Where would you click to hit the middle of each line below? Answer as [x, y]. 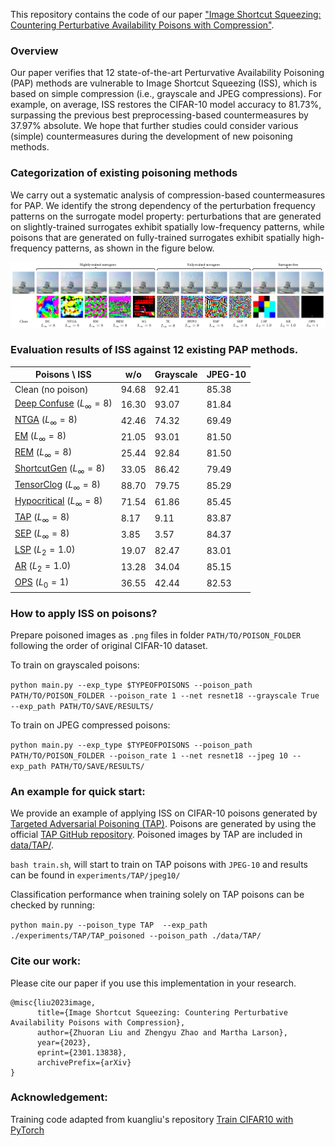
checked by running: [52, 905]
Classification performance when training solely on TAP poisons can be [157, 895]
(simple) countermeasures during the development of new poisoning [151, 136]
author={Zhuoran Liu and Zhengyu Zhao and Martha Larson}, [162, 1032]
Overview [34, 51]
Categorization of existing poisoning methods [124, 173]
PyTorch [27, 1130]
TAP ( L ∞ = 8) [42, 518]
